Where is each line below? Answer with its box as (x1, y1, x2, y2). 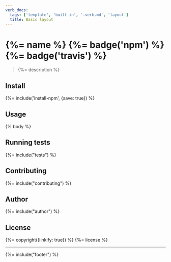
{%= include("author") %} (5, 208, 60, 215)
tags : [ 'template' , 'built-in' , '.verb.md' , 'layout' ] (10, 12, 129, 17)
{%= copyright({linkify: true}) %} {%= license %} (5, 237, 108, 243)
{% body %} (5, 123, 32, 129)
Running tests (5, 138, 51, 147)
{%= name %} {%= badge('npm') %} (5, 39, 164, 51)
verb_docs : (5, 7, 28, 13)
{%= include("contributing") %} (5, 180, 72, 186)
